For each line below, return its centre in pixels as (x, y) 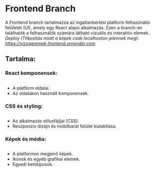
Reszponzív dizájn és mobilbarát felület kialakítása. (64, 126)
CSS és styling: (24, 106)
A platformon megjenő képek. (43, 154)
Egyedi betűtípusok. (33, 165)
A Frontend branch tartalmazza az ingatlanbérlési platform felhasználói (78, 22)
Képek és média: (26, 139)
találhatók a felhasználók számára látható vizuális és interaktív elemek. (77, 33)
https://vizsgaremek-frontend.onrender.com (50, 43)
